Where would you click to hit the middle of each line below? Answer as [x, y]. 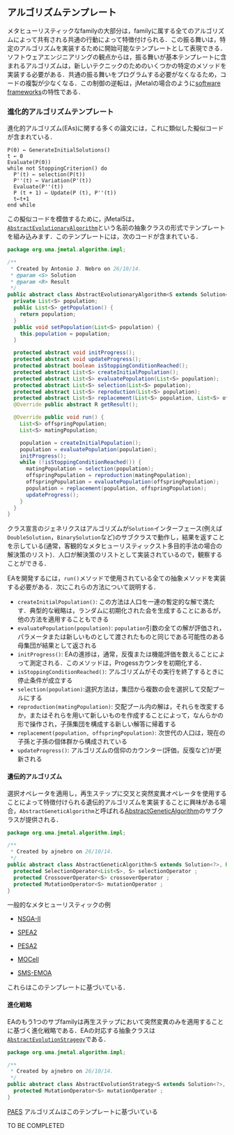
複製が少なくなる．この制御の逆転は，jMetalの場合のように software [123, 83]
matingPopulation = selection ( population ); [90, 469]
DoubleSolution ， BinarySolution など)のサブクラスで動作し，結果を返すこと [116, 537]
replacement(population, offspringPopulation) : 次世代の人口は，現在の [121, 733]
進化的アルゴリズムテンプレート [61, 112]
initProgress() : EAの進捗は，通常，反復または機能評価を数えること [115, 654]
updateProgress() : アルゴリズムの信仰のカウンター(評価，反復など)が [116, 750]
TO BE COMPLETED [36, 1125]
